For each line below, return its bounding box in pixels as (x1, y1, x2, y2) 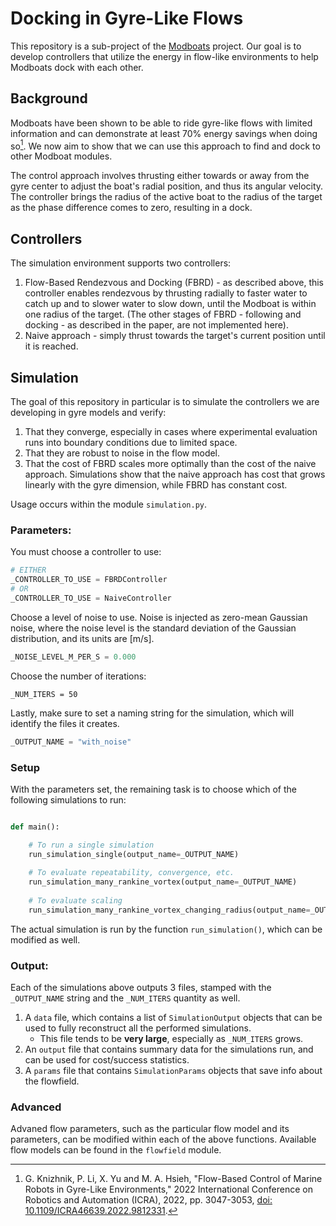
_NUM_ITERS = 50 (10, 689, 78, 699)
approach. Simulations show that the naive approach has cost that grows (24, 468, 326, 481)
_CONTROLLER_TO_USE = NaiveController (10, 593, 172, 603)
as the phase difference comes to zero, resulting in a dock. (10, 202, 253, 214)
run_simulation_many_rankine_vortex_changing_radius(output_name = (28, 905, 311, 915)
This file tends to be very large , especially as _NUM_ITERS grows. (39, 1033, 304, 1045)
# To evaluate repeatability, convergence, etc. (28, 868, 235, 878)
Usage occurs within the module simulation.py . (10, 498, 208, 511)
